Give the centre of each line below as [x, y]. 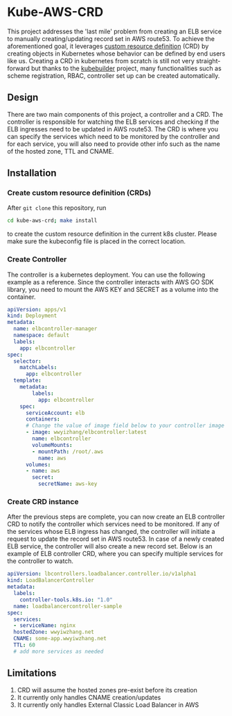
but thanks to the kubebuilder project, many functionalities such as [126, 68]
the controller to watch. [41, 561]
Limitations [32, 673]
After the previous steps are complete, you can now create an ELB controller [116, 517]
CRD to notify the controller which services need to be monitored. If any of [114, 524]
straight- [208, 60]
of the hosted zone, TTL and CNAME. [61, 151]
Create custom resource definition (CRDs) [79, 193]
